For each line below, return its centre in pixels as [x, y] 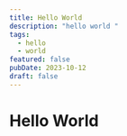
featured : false [40, 59]
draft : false [34, 77]
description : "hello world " [64, 26]
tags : [19, 34]
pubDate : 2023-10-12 [48, 68]
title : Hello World [46, 18]
